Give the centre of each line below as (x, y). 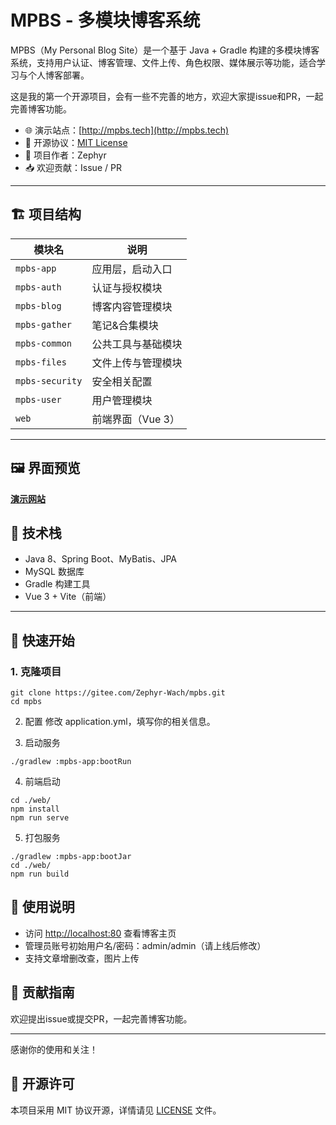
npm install (35, 809)
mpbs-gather (44, 324)
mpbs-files (41, 362)
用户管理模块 (122, 400)
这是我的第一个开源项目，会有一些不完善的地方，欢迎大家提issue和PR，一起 (167, 96)
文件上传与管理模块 (137, 363)
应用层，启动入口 (132, 269)
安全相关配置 (122, 381)
